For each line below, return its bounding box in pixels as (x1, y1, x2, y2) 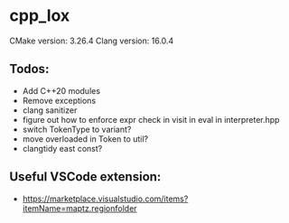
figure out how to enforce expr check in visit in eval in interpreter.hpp (22, 114, 280, 125)
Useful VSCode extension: (9, 169, 162, 185)
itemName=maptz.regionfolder (22, 202, 137, 213)
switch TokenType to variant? (22, 124, 132, 135)
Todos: (9, 61, 50, 77)
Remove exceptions (22, 95, 97, 106)
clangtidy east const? (22, 143, 103, 153)
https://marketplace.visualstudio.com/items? (22, 193, 189, 204)
